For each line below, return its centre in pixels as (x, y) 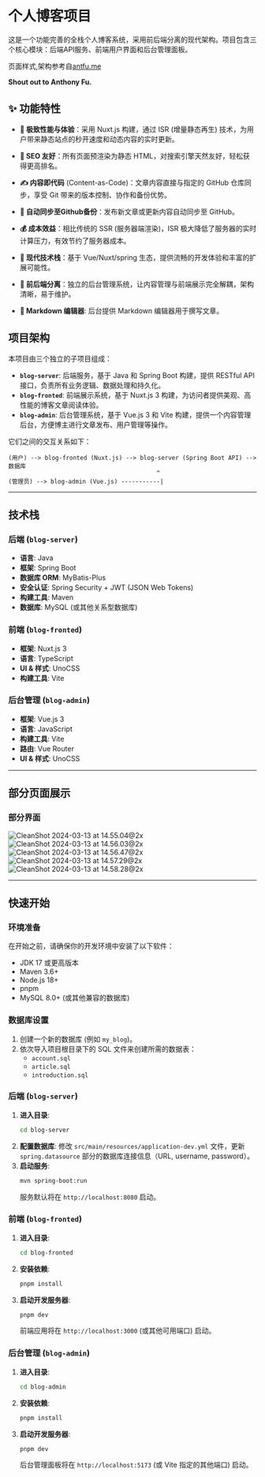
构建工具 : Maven (47, 597)
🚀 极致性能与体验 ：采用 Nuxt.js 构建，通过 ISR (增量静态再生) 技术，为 (133, 129)
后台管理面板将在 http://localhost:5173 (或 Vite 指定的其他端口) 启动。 (136, 1465)
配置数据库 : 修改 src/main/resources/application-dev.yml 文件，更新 (132, 1146)
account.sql (51, 1058)
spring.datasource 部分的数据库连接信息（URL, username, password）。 (137, 1156)
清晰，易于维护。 (47, 294)
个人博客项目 (50, 16)
